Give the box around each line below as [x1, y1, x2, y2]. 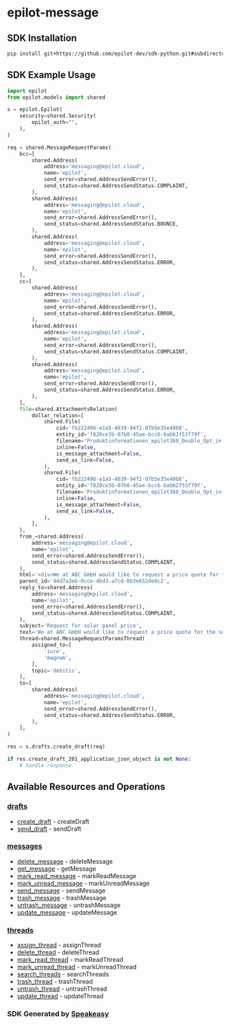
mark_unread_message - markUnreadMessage [16, 879, 150, 887]
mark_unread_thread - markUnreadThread [16, 963, 137, 971]
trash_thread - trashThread [16, 978, 94, 986]
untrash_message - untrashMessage [16, 901, 121, 909]
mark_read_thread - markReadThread [16, 956, 123, 964]
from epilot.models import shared [7, 94, 106, 101]
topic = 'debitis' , [31, 667, 81, 674]
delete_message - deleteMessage [16, 857, 113, 865]
